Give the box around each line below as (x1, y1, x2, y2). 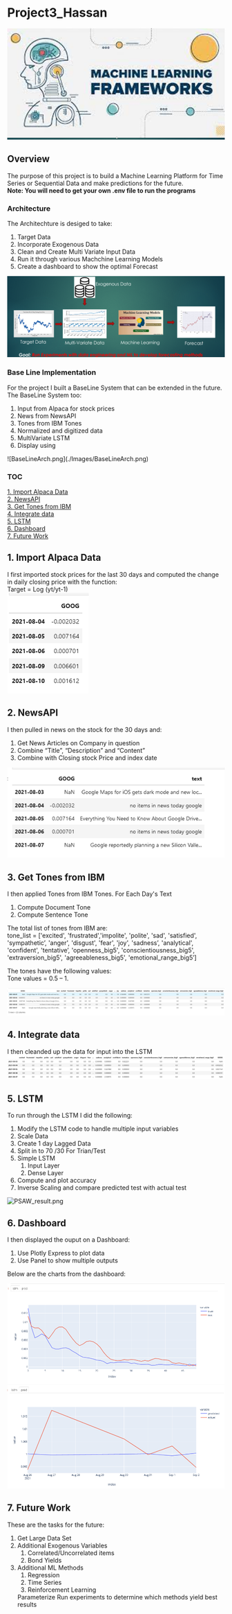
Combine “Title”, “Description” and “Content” (17, 746, 146, 754)
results (17, 1600, 37, 1608)
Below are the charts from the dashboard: (7, 1270, 126, 1278)
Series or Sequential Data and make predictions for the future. (7, 179, 184, 187)
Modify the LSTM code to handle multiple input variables (17, 1125, 179, 1133)
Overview (7, 153, 50, 165)
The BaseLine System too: (7, 390, 81, 399)
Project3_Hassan (7, 5, 108, 21)
